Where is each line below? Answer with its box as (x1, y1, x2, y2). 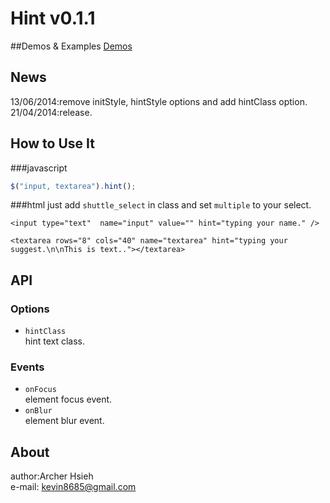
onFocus (24, 385, 57, 395)
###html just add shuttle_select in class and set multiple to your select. (10, 199, 312, 211)
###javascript (10, 162, 68, 174)
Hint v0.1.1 (10, 7, 96, 30)
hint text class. (24, 335, 86, 347)
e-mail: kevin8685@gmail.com (10, 481, 137, 493)
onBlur (24, 406, 53, 416)
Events (10, 360, 45, 374)
